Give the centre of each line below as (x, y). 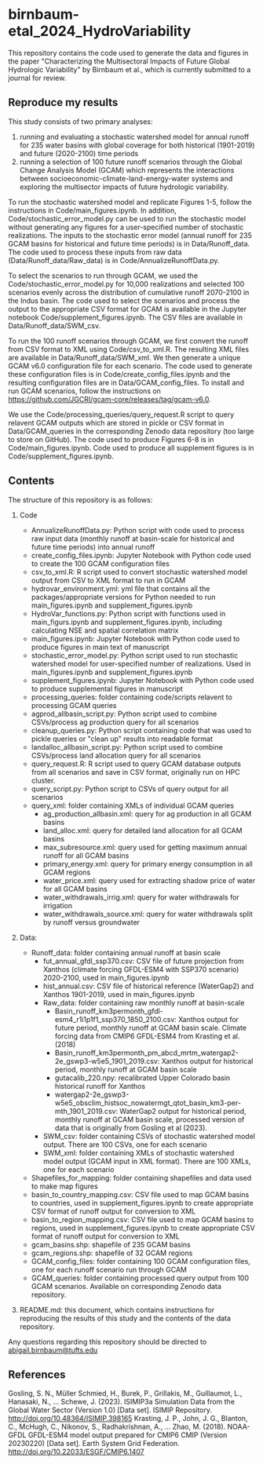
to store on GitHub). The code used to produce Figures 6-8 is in (111, 439)
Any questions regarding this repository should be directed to (108, 1342)
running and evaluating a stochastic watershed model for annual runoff (134, 137)
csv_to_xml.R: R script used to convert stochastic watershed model (139, 571)
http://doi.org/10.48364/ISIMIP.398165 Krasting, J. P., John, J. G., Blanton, (128, 1418)
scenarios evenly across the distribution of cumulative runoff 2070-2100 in (129, 292)
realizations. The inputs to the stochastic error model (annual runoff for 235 (130, 235)
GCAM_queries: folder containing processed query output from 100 (140, 1278)
